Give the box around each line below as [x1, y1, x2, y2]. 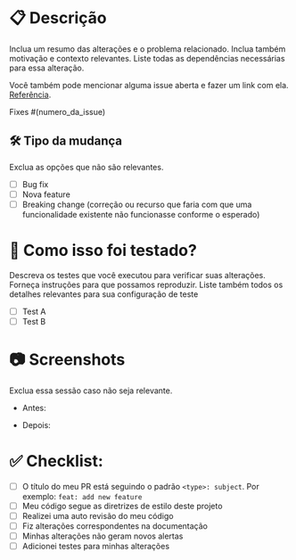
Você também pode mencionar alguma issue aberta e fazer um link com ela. [9, 79, 289, 90]
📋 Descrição [9, 8, 107, 29]
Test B [21, 316, 46, 326]
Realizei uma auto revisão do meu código [21, 511, 174, 521]
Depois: [21, 419, 51, 430]
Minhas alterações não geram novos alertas [21, 531, 184, 541]
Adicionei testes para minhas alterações [21, 541, 170, 552]
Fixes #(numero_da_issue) [9, 106, 106, 117]
